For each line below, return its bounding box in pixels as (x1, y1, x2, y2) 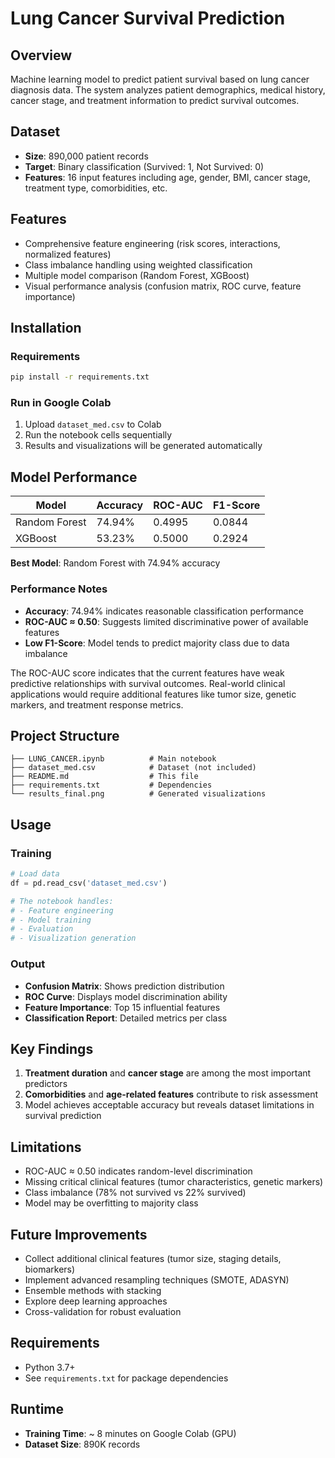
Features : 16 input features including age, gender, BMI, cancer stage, (24, 171, 311, 183)
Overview (10, 47, 73, 64)
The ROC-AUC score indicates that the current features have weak (10, 667, 285, 679)
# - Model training (10, 915, 92, 925)
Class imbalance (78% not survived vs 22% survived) (24, 1187, 247, 1199)
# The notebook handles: (10, 896, 114, 906)
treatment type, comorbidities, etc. (24, 182, 168, 194)
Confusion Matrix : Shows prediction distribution (24, 980, 225, 992)
